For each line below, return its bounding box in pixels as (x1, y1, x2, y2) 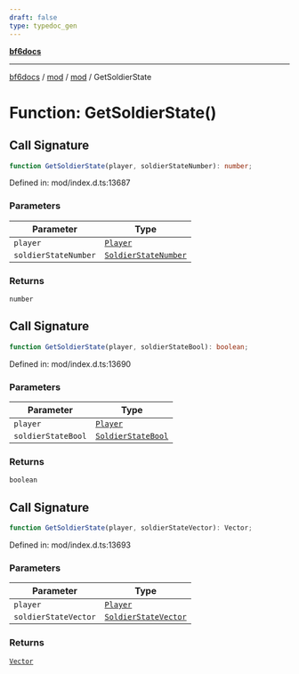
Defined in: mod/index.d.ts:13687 (9, 177, 131, 188)
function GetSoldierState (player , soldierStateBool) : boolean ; (9, 342, 249, 352)
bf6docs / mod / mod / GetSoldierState (9, 71, 152, 82)
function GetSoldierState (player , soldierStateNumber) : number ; (9, 161, 253, 170)
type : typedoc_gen (9, 21, 77, 30)
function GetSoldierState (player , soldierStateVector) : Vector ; (9, 524, 253, 532)
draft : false (9, 12, 58, 22)
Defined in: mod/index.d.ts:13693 (9, 540, 132, 550)
